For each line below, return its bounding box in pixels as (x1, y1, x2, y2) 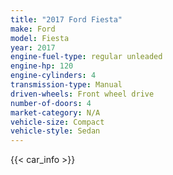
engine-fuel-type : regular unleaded (10, 52, 163, 62)
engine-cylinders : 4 (10, 71, 97, 81)
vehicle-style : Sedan (10, 126, 101, 136)
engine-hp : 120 (10, 61, 74, 71)
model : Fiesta (10, 33, 70, 43)
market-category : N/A (10, 107, 101, 118)
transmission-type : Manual (10, 80, 123, 90)
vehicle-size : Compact (10, 117, 105, 127)
